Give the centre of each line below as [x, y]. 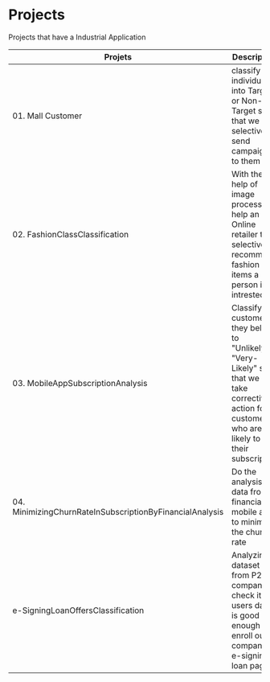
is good [245, 615]
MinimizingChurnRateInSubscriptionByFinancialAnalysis [118, 511]
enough [246, 625]
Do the [244, 471]
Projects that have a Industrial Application [77, 37]
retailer [245, 234]
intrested [248, 294]
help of [245, 184]
